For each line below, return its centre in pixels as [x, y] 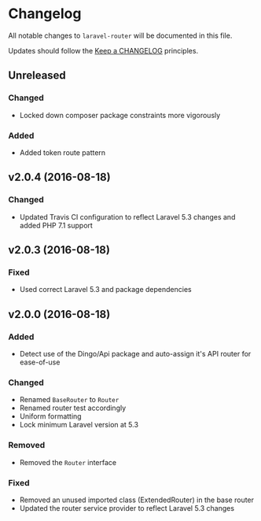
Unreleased [37, 76]
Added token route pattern [62, 152]
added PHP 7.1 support [56, 225]
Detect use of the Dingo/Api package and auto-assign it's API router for [135, 353]
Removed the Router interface [68, 462]
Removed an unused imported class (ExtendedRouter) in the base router [136, 500]
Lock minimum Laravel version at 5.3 [79, 425]
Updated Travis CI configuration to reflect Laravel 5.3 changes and [127, 216]
